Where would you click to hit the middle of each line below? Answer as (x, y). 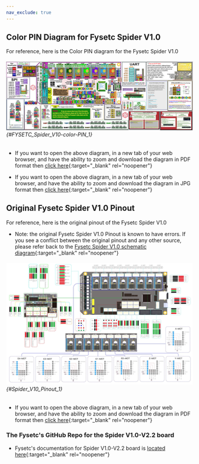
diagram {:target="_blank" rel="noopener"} (67, 253)
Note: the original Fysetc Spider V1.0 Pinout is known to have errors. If (100, 234)
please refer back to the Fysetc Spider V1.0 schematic (81, 246)
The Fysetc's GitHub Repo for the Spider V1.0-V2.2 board (90, 435)
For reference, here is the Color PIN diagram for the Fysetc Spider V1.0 (92, 51)
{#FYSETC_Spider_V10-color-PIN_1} (49, 135)
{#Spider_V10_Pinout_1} (34, 389)
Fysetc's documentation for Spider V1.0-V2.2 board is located (90, 448)
